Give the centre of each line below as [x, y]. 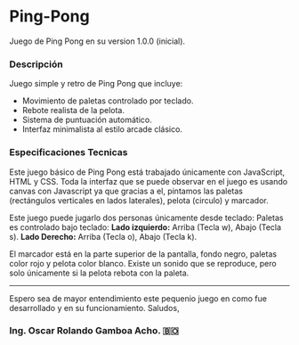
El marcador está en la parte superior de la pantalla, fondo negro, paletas [143, 254]
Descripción [36, 64]
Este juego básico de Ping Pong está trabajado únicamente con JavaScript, [147, 172]
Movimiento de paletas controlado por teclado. [108, 101]
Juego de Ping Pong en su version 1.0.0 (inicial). [97, 41]
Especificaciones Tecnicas [69, 152]
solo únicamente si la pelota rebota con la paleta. [99, 273]
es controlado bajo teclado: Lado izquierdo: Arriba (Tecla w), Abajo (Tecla [145, 227]
